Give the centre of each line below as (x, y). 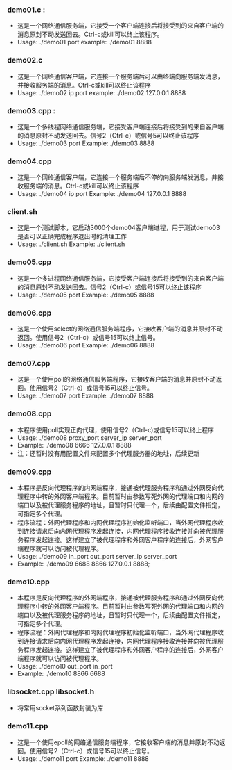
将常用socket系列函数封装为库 (60, 707)
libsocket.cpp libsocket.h (51, 691)
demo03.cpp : (32, 110)
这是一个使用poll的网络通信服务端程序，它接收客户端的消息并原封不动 (116, 379)
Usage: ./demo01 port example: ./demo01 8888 (84, 42)
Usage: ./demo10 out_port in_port (65, 666)
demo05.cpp (29, 262)
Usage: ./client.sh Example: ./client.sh (71, 244)
